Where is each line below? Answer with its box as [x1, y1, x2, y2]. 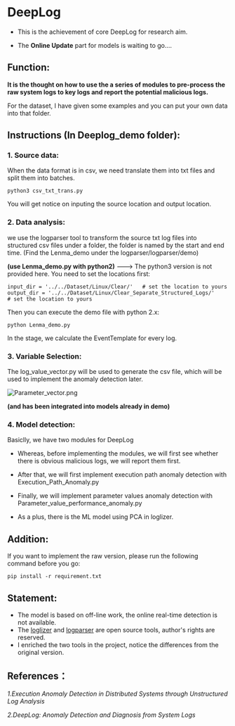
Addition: [7, 533, 49, 545]
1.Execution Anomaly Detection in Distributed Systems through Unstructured [7, 689, 228, 698]
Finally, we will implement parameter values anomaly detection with [17, 492, 213, 500]
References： [7, 670, 68, 682]
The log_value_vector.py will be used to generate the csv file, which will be [7, 368, 222, 376]
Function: [7, 61, 51, 74]
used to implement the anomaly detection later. [7, 375, 144, 384]
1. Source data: [7, 151, 60, 161]
